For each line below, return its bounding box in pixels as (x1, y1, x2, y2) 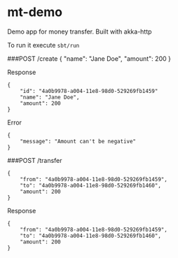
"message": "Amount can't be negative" (20, 138, 137, 145)
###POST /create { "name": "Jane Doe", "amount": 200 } (7, 54, 172, 63)
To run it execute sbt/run (7, 41, 80, 49)
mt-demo (7, 4, 63, 20)
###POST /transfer (7, 156, 62, 164)
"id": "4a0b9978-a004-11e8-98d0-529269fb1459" (20, 87, 158, 94)
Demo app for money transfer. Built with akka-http (7, 27, 152, 36)
